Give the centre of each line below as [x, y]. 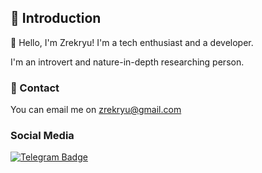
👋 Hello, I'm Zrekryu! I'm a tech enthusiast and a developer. [132, 42]
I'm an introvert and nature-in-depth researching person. [127, 62]
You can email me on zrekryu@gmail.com [96, 110]
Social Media [42, 136]
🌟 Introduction [56, 18]
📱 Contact [35, 88]
